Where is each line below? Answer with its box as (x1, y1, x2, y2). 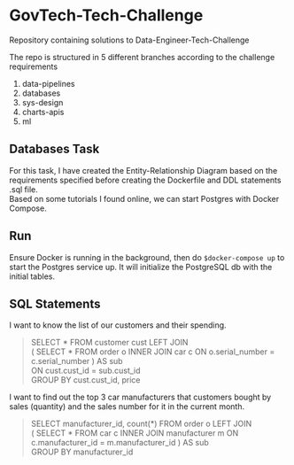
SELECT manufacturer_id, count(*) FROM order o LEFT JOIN (30, 418, 252, 430)
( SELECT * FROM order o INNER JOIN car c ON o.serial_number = (30, 346, 275, 357)
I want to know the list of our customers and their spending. (9, 320, 228, 330)
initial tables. (9, 271, 56, 282)
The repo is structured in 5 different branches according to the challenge (9, 51, 275, 62)
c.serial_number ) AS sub (30, 356, 123, 367)
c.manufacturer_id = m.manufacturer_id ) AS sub (30, 438, 210, 448)
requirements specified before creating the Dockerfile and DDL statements (9, 174, 282, 185)
